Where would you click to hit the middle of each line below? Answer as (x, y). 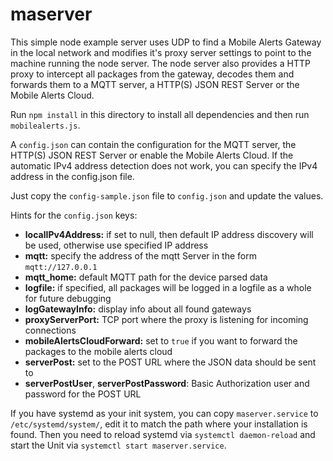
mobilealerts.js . (45, 125)
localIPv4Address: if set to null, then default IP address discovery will (169, 234)
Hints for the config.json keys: (74, 215)
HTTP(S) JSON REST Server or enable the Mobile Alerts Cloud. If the (152, 155)
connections (50, 330)
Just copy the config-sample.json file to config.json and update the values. (167, 195)
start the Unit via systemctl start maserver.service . (118, 445)
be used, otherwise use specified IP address (116, 245)
